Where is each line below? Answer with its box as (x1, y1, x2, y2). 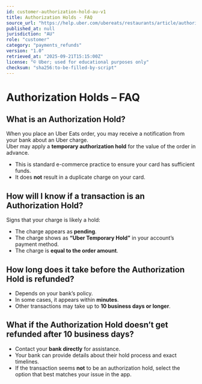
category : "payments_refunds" (6, 43, 82, 49)
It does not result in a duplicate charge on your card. (14, 173, 145, 181)
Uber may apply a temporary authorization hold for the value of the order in (6, 143, 196, 150)
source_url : (6, 20, 36, 26)
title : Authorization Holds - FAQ (6, 14, 93, 20)
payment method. (14, 241, 59, 248)
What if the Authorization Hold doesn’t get (6, 320, 168, 330)
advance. (6, 149, 29, 157)
